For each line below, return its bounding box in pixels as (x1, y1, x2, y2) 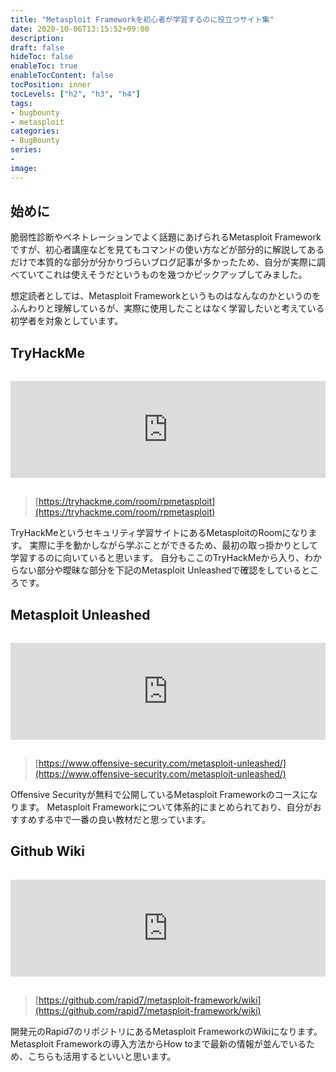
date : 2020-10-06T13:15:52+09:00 (10, 24, 150, 34)
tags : (10, 98, 33, 108)
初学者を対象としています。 (10, 315, 124, 327)
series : (10, 145, 43, 155)
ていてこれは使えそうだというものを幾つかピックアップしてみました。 (18, 269, 308, 281)
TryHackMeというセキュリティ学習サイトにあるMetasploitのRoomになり (10, 527, 309, 539)
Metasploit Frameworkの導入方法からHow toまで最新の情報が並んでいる (10, 1037, 307, 1050)
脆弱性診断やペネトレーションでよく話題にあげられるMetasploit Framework (10, 231, 322, 243)
